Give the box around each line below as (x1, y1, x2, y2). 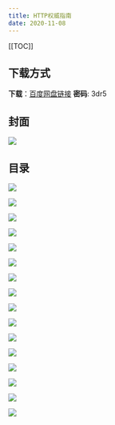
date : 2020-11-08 (8, 19, 66, 27)
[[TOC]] (8, 41, 34, 50)
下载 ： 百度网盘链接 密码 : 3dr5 (8, 89, 107, 98)
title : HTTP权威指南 (8, 11, 72, 20)
